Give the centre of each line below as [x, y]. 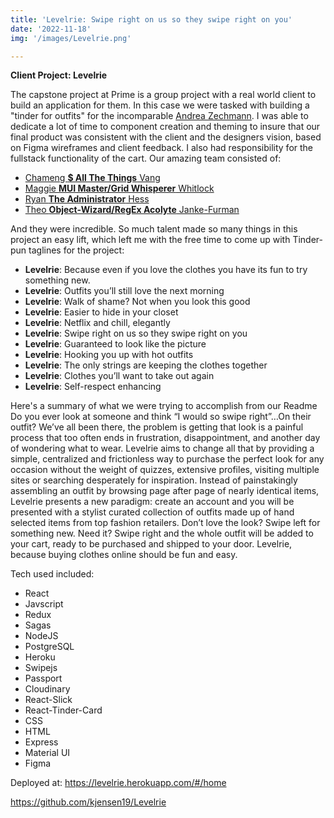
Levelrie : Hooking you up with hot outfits [109, 355]
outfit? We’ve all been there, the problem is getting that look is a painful [157, 427]
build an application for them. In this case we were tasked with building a [160, 105]
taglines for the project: [76, 250]
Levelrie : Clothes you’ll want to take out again [119, 376]
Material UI [47, 753]
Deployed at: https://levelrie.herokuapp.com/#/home [118, 783]
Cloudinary [47, 689]
